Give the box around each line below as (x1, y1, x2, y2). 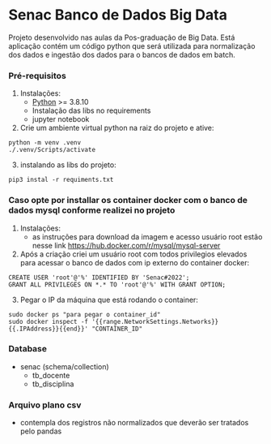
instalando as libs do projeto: (19, 160, 116, 170)
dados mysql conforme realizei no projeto (8, 205, 176, 216)
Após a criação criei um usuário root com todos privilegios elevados (19, 249, 248, 259)
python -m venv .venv (8, 139, 82, 147)
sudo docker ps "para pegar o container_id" (8, 310, 161, 318)
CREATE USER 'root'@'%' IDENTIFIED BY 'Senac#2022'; (8, 274, 190, 282)
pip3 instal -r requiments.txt (8, 176, 114, 184)
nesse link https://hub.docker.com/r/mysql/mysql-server (32, 240, 221, 250)
